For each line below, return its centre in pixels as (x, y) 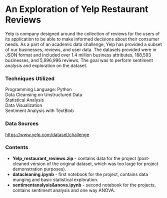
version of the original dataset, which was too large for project (94, 163)
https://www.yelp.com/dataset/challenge (47, 134)
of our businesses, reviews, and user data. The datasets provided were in (81, 49)
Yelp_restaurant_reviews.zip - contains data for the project (74, 158)
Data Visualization (24, 105)
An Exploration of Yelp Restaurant (77, 9)
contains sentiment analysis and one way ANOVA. (64, 190)
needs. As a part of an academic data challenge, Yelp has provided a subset (83, 44)
